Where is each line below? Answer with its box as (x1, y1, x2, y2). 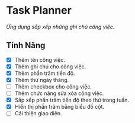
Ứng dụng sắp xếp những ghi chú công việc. (6, 23, 115, 30)
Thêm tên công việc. (14, 56, 65, 63)
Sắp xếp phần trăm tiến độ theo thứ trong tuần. (14, 96, 129, 104)
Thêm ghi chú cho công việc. (14, 63, 86, 70)
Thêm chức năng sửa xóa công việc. (14, 90, 104, 97)
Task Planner (6, 4, 72, 17)
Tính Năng (6, 40, 46, 51)
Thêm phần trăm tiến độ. (14, 70, 75, 77)
